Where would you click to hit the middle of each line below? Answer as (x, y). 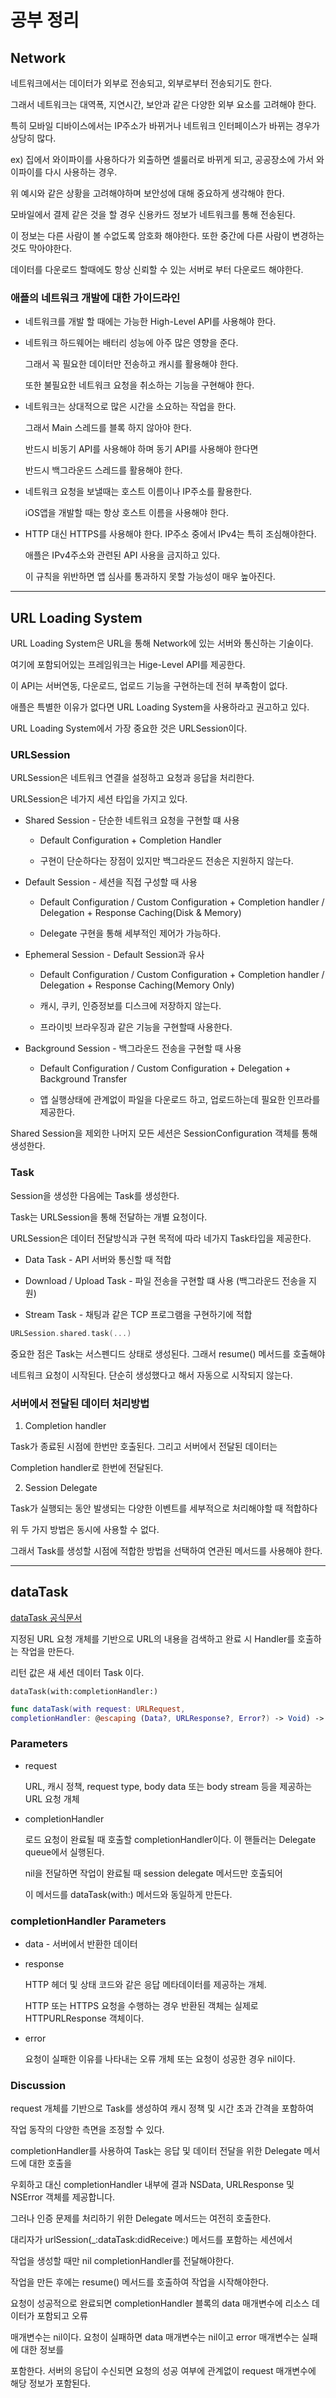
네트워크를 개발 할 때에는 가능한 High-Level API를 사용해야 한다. (150, 322)
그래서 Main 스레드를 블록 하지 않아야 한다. (108, 428)
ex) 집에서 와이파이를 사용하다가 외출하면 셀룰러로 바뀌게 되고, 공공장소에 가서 (162, 159)
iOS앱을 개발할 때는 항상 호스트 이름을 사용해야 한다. (126, 513)
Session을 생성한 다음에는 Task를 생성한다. (95, 1195)
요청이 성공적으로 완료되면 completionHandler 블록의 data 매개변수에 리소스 (160, 2303)
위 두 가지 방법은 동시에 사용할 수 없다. (85, 1529)
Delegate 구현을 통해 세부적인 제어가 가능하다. (130, 933)
